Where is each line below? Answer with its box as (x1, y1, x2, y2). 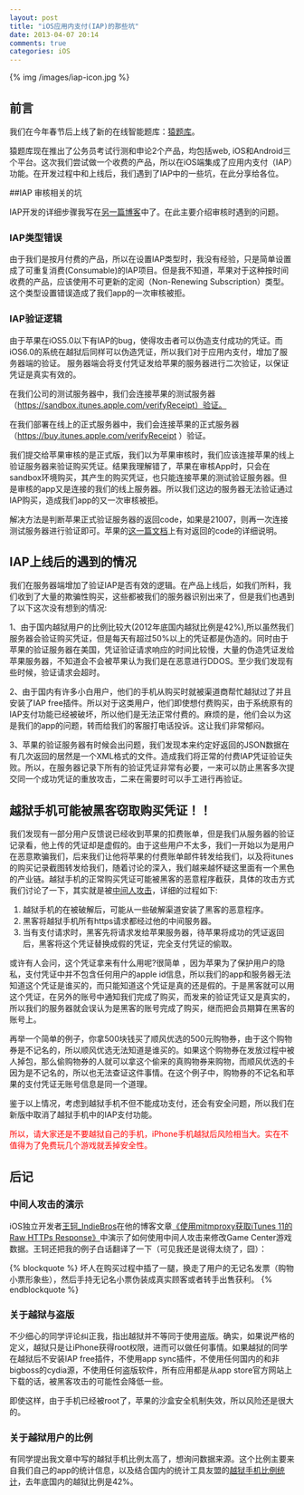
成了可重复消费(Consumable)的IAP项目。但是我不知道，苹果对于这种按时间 (9, 265, 290, 276)
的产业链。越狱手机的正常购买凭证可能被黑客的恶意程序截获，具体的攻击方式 (9, 873, 295, 884)
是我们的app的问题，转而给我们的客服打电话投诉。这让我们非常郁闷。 (9, 720, 270, 731)
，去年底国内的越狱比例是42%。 (17, 1476, 138, 1487)
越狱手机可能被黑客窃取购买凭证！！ (9, 803, 212, 818)
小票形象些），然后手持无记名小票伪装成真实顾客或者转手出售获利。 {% (9, 1274, 273, 1285)
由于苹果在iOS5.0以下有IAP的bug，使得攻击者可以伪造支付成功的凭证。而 (9, 334, 283, 345)
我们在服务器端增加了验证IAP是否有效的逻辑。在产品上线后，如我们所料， (9, 580, 284, 591)
